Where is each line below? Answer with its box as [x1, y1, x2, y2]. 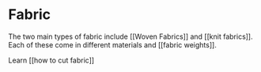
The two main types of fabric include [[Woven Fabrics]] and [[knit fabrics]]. [8, 32, 253, 41]
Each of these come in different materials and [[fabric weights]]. [8, 40, 217, 49]
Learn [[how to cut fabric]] [8, 55, 95, 65]
